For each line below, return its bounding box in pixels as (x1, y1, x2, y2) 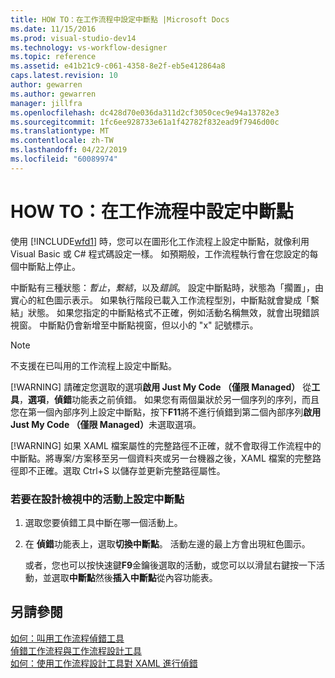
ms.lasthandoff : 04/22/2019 (10, 145, 128, 155)
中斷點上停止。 (18, 260, 81, 272)
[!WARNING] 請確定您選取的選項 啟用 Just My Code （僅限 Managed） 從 (10, 381, 312, 393)
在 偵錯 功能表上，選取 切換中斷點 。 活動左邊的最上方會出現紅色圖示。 (24, 537, 311, 550)
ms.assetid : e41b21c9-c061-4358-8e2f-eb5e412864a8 (10, 61, 226, 71)
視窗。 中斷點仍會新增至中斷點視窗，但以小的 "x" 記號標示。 (10, 319, 259, 331)
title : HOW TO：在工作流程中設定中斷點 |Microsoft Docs (10, 14, 230, 25)
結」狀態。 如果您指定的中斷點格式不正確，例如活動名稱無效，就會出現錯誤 (10, 306, 320, 318)
